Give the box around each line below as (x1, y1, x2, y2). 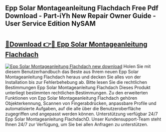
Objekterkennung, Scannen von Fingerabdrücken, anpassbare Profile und (5, 100, 157, 106)
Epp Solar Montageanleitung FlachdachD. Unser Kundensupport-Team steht (5, 116, 162, 122)
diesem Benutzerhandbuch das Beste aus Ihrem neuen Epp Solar (5, 69, 139, 74)
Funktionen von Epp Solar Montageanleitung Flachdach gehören (5, 95, 138, 101)
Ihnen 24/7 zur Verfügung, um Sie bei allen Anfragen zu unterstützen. (5, 122, 149, 127)
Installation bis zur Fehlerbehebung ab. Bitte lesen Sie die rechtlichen (5, 79, 148, 85)
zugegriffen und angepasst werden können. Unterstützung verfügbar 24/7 (5, 111, 158, 117)
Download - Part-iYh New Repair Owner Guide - (5, 12, 156, 20)
